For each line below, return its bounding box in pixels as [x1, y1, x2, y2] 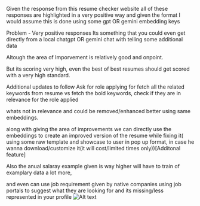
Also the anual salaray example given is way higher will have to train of [6, 163, 180, 169]
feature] [6, 151, 26, 158]
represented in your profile [6, 193, 72, 200]
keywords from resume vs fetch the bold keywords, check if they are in [6, 90, 181, 96]
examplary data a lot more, [6, 169, 72, 176]
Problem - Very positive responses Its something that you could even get [6, 29, 186, 37]
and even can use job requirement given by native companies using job [6, 181, 182, 187]
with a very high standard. [6, 72, 70, 78]
